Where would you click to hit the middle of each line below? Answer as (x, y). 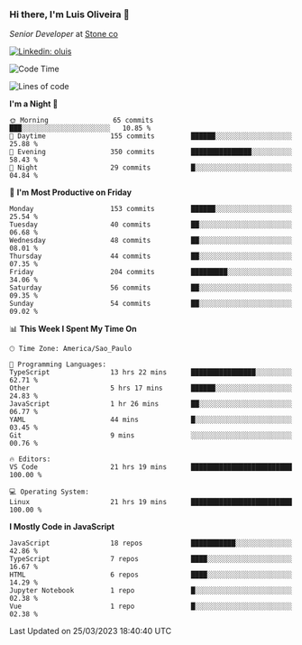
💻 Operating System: (50, 492)
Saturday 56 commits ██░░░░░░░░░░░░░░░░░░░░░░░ (151, 288)
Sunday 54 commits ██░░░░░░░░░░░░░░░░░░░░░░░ (151, 304)
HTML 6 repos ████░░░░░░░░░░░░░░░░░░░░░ (151, 575)
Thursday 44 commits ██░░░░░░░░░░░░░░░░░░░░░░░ (151, 256)
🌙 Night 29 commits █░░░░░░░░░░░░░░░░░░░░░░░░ (151, 168)
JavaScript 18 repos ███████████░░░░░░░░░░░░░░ (151, 544)
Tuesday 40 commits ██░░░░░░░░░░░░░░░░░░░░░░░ (151, 225)
